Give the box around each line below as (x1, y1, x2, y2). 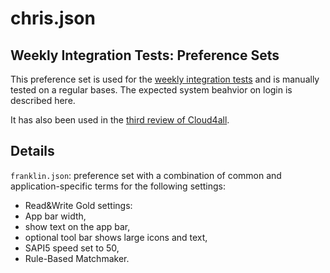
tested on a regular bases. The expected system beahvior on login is (10, 84, 293, 96)
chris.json (10, 7, 96, 30)
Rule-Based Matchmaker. (24, 252, 130, 264)
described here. (10, 95, 76, 106)
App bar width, (24, 210, 87, 222)
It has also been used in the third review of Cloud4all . (10, 114, 230, 126)
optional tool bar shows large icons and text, (24, 231, 208, 243)
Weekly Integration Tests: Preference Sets (10, 47, 280, 64)
